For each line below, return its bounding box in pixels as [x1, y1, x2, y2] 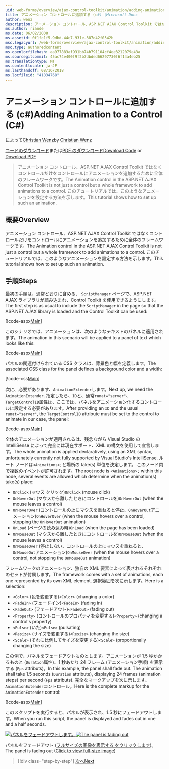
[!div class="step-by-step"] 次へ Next [17, 758, 95, 764]
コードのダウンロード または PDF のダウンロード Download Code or [5, 147, 142, 153]
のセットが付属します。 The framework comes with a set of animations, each [5, 572, 163, 578]
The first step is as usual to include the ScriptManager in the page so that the [5, 303, 164, 309]
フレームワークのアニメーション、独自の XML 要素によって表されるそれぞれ [5, 565, 162, 571]
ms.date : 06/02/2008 [5, 31, 49, 36]
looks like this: [5, 340, 35, 346]
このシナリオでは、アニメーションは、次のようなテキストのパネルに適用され [5, 328, 164, 335]
